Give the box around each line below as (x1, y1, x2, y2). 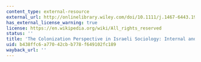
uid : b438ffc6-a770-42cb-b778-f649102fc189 (6, 42, 117, 48)
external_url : (6, 14, 42, 20)
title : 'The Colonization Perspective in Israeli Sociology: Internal (6, 36, 186, 42)
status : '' (6, 31, 33, 37)
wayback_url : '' (6, 47, 47, 53)
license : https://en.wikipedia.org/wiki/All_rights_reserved (6, 25, 162, 31)
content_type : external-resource (6, 8, 90, 15)
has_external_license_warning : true (6, 19, 98, 25)
